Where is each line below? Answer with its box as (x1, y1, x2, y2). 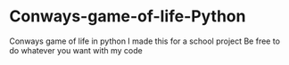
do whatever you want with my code (9, 45, 143, 55)
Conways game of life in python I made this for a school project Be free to (9, 36, 281, 46)
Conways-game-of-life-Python (9, 6, 246, 27)
